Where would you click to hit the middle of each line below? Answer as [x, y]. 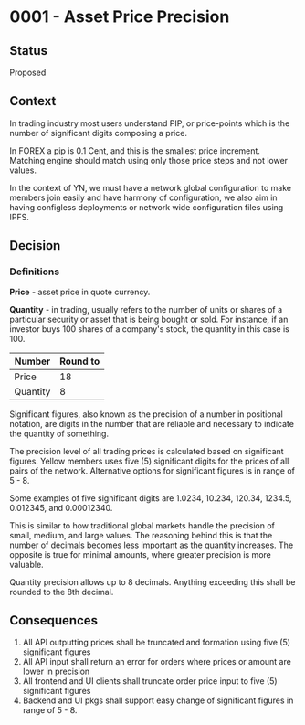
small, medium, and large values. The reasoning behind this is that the [141, 535]
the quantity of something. [59, 433]
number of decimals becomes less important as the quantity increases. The [152, 545]
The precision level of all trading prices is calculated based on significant [147, 451]
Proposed [28, 72]
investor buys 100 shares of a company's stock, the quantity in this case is [149, 329]
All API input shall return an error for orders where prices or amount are [157, 662]
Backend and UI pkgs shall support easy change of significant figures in [158, 700]
